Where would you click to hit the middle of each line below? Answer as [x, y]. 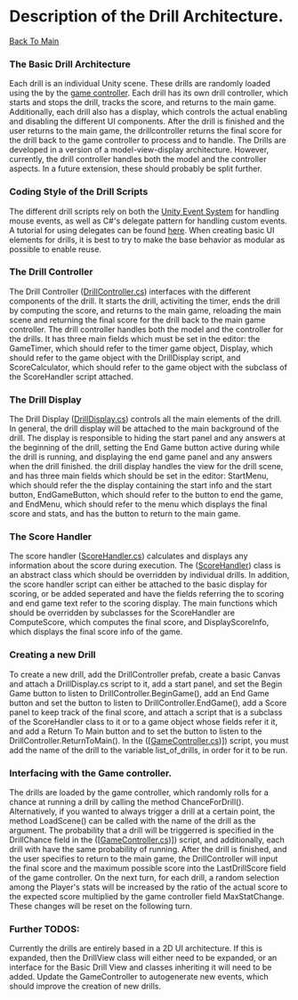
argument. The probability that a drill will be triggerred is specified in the [141, 831]
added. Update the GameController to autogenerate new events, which [139, 977]
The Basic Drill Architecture [70, 64]
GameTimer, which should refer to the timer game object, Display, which [141, 348]
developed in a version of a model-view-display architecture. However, [139, 150]
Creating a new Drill [52, 654]
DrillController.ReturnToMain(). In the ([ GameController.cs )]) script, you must [149, 740]
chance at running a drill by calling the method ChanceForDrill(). [127, 802]
